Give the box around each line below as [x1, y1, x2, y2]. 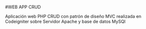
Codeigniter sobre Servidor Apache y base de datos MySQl [5, 19, 126, 24]
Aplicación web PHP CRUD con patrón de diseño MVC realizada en [5, 14, 142, 19]
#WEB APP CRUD [5, 4, 41, 10]
